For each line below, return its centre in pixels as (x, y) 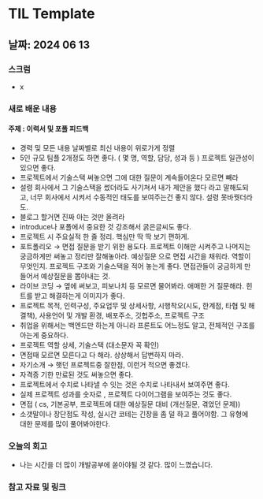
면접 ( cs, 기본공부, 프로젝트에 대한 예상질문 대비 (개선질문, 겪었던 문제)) (130, 404)
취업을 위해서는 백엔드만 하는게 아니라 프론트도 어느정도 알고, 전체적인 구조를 (137, 325)
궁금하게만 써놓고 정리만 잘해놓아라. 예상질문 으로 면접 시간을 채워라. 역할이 (135, 256)
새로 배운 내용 (33, 109)
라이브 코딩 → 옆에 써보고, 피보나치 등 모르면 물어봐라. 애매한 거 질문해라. (131, 286)
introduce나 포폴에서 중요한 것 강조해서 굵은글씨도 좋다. (105, 227)
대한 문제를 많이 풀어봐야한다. (65, 424)
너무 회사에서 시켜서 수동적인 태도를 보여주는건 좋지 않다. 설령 (124, 197)
